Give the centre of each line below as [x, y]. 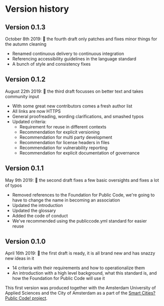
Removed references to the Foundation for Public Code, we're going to [83, 195]
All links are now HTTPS [36, 111]
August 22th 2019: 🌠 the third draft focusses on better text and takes [74, 91]
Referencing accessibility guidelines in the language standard [74, 59]
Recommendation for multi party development [66, 137]
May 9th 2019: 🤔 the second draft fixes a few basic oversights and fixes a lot [82, 180]
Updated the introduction [37, 205]
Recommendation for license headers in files [64, 142]
